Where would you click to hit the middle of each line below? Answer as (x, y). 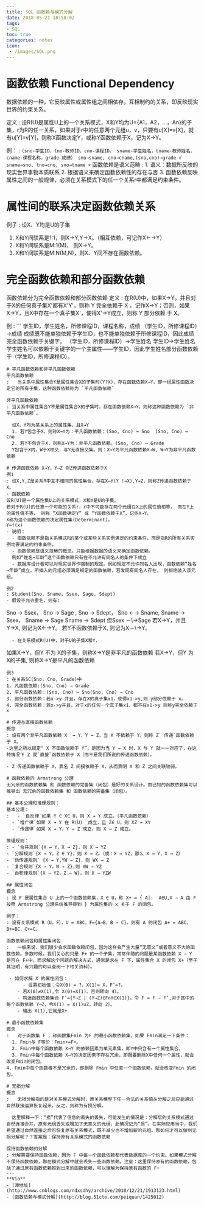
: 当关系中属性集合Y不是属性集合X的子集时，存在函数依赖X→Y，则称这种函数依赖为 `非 (100, 407)
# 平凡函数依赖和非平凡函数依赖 (41, 369)
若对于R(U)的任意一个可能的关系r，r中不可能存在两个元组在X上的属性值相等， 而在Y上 (100, 507)
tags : (13, 23)
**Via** (16, 1179)
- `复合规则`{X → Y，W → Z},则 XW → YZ (54, 866)
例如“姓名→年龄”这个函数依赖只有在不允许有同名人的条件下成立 (79, 557)
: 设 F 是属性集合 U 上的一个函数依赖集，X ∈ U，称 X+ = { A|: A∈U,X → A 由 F (101, 898)
